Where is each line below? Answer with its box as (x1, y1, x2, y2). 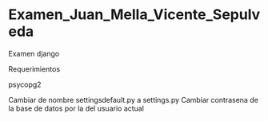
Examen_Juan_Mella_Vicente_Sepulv (8, 6, 261, 24)
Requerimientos (8, 64, 61, 73)
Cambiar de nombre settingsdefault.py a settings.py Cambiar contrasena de (8, 95, 258, 104)
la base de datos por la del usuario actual (8, 103, 144, 113)
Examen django (8, 49, 60, 58)
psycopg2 (8, 80, 42, 89)
